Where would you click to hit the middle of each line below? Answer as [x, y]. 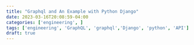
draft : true [21, 33]
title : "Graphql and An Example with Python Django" [72, 11]
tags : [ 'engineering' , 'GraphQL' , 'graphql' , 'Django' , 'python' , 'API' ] [98, 28]
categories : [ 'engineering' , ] [45, 22]
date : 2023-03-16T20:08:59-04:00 [47, 17]
